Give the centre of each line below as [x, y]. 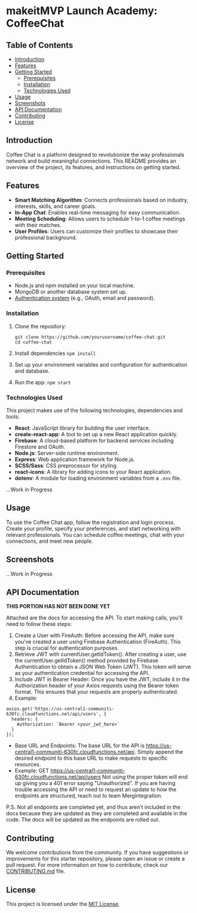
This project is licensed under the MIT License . [63, 904]
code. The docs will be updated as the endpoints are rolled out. [83, 820]
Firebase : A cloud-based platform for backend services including [94, 440]
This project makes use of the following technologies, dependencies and [94, 410]
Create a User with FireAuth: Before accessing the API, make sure [94, 635]
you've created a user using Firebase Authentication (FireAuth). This [98, 642]
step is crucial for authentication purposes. [67, 648]
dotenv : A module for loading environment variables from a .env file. [98, 478]
